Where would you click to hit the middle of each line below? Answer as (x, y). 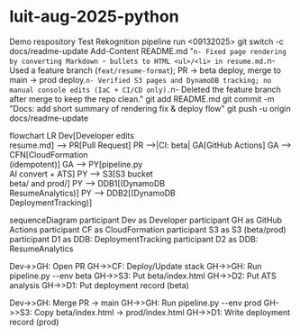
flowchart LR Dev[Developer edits (72, 135)
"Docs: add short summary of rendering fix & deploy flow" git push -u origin (150, 108)
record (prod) (34, 322)
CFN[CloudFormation (49, 154)
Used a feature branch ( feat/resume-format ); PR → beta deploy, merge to (145, 70)
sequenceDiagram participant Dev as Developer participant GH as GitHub (145, 220)
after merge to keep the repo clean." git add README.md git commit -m (142, 99)
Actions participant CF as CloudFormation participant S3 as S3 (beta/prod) (148, 229)
